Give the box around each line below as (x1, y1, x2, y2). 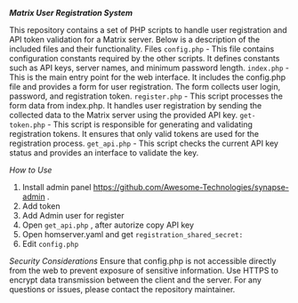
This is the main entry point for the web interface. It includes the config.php (9, 72, 286, 83)
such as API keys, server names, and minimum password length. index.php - (9, 62, 290, 73)
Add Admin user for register (21, 211, 125, 220)
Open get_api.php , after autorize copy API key (21, 219, 194, 230)
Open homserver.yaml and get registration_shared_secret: (21, 229, 244, 239)
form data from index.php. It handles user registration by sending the (9, 100, 262, 110)
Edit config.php (21, 239, 79, 249)
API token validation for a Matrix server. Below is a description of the (9, 35, 261, 44)
